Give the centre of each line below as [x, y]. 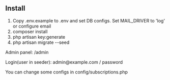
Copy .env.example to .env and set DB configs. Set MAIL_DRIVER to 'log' [89, 20]
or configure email [32, 26]
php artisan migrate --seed [41, 42]
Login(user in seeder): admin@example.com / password [64, 62]
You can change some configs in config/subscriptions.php [67, 72]
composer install [30, 31]
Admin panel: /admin [27, 52]
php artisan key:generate [39, 37]
